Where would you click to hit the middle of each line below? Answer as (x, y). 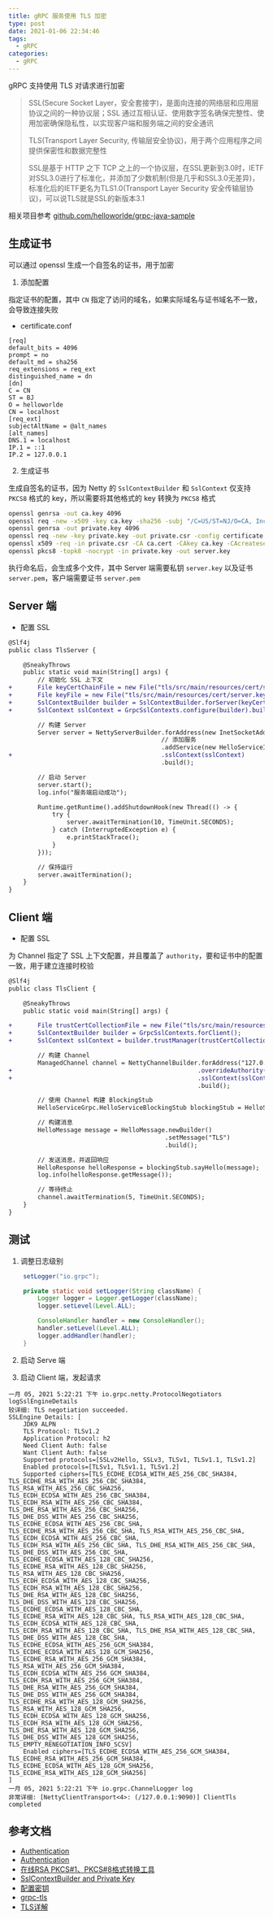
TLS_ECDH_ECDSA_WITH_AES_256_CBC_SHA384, (80, 1495)
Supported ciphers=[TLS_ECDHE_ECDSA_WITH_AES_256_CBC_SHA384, (130, 1474)
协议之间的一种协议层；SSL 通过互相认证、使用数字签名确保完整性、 (143, 113)
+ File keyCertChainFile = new (72, 688)
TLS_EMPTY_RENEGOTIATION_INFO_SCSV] (70, 1744)
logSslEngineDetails (43, 1401)
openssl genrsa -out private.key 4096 (74, 529)
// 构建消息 (55, 1123)
